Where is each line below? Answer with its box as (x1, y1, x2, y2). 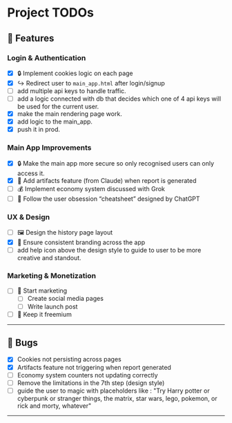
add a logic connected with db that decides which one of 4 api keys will (17, 95, 222, 103)
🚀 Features (7, 32, 55, 44)
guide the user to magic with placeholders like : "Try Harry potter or (17, 386, 210, 395)
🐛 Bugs (7, 337, 38, 349)
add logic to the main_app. (17, 117, 93, 126)
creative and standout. (17, 254, 81, 262)
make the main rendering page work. (17, 110, 122, 118)
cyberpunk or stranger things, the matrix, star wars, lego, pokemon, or (17, 394, 217, 402)
